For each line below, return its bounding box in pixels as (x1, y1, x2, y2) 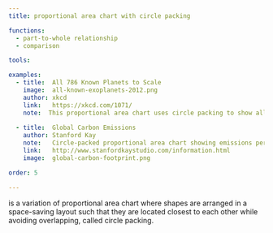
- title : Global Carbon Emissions (15, 123, 136, 132)
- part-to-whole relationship (15, 34, 118, 42)
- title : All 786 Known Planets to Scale (15, 79, 162, 87)
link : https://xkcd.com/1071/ (23, 101, 132, 110)
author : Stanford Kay (23, 132, 96, 140)
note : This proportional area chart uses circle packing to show (23, 109, 253, 117)
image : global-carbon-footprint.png (23, 153, 151, 162)
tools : (8, 56, 31, 65)
